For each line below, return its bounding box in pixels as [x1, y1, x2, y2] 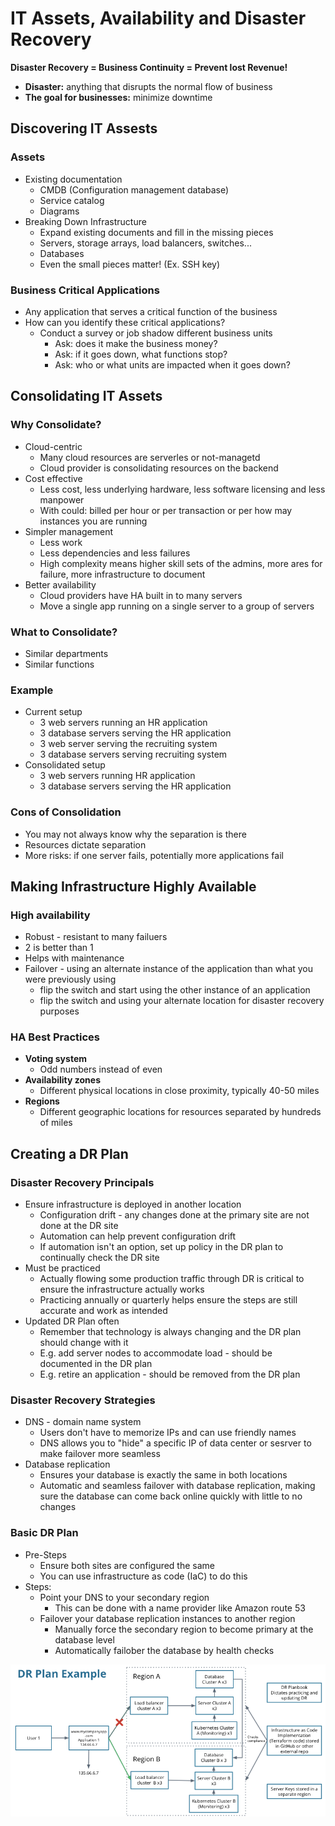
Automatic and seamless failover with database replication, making [39, 1480, 316, 1492]
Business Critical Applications [10, 283, 160, 297]
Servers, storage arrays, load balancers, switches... [39, 237, 252, 249]
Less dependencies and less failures [39, 547, 191, 559]
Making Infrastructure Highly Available [10, 878, 257, 895]
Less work [39, 536, 83, 548]
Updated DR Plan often [24, 1315, 120, 1327]
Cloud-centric [24, 440, 83, 452]
